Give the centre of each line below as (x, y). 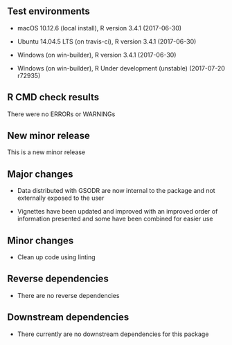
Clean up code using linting (56, 257)
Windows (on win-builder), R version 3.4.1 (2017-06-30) (97, 55)
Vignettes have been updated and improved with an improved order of (117, 212)
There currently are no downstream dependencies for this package (113, 334)
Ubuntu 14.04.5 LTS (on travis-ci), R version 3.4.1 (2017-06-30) (107, 41)
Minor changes (41, 240)
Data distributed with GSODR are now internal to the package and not (116, 191)
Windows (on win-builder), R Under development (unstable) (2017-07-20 (121, 68)
